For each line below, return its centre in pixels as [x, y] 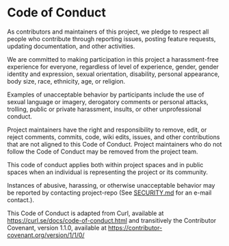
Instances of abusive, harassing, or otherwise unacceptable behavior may [111, 185]
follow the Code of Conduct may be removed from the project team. [103, 151]
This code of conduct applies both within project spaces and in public [105, 164]
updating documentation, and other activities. [71, 46]
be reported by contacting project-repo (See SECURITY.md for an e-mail [109, 193]
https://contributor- [135, 227]
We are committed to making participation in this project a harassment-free [113, 59]
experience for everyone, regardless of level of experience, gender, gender [113, 66]
